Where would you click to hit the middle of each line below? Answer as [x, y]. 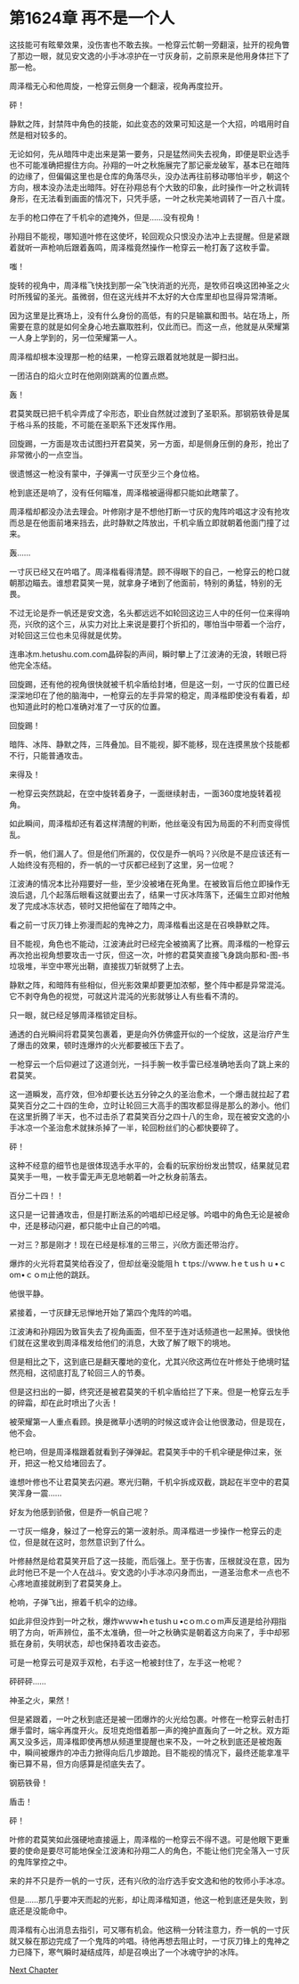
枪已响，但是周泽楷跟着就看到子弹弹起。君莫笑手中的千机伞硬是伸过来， [141, 1451]
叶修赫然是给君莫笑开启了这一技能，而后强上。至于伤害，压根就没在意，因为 [149, 1561]
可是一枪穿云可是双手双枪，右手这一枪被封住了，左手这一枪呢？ [126, 1662]
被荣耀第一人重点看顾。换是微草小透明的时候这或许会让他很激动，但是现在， [149, 1422]
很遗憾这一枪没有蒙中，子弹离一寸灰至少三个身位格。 [107, 473]
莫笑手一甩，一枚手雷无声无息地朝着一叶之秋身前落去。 [110, 1176]
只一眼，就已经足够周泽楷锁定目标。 [76, 1015]
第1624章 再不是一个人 [92, 18]
